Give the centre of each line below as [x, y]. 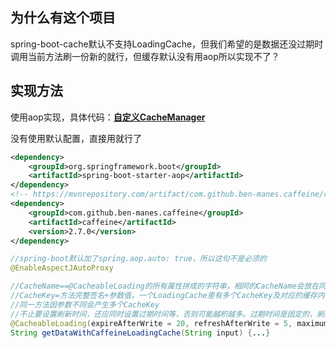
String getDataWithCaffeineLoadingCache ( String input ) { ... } [140, 333]
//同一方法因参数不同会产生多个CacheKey [85, 304]
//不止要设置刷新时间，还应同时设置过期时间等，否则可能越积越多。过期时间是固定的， [163, 314]
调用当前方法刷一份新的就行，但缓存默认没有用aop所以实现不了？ [145, 56]
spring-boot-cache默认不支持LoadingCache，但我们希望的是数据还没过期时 [167, 44]
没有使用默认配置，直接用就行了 [76, 138]
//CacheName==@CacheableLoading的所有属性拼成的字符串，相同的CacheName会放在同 [168, 286]
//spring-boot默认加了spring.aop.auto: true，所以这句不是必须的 [138, 259]
